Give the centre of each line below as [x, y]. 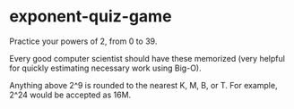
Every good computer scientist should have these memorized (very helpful [147, 58]
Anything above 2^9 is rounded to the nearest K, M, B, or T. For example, [143, 85]
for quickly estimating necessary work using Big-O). [105, 68]
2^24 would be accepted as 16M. [70, 95]
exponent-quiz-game [91, 17]
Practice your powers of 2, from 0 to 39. [83, 41]
